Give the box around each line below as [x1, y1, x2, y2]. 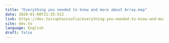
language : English [5, 26, 44, 31]
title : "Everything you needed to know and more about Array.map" [5, 7, 147, 12]
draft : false [5, 30, 33, 35]
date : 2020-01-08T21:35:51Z [5, 12, 64, 17]
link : [5, 16, 17, 21]
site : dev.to [5, 21, 33, 26]
